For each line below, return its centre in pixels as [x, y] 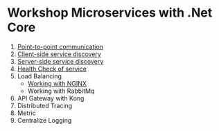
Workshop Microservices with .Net [110, 13]
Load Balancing [40, 76]
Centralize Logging [44, 120]
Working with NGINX [57, 83]
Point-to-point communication [60, 46]
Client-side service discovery [59, 54]
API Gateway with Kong [51, 98]
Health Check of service [52, 69]
